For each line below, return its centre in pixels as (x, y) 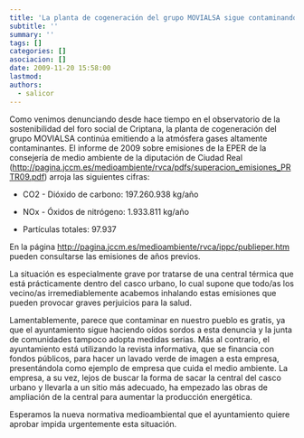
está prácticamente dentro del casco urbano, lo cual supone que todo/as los (152, 283)
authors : (26, 85)
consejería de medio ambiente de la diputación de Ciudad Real (126, 157)
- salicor (36, 93)
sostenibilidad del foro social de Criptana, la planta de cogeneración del (143, 128)
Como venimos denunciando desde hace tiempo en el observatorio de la (145, 119)
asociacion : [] (38, 60)
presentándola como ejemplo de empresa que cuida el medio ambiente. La (148, 368)
